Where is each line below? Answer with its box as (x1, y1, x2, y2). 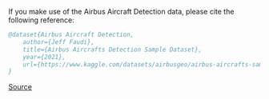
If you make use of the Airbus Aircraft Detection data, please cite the (8, 7, 235, 16)
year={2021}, (22, 53, 66, 61)
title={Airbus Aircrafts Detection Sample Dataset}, (22, 46, 203, 53)
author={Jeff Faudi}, (22, 38, 94, 46)
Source (8, 82, 32, 92)
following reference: (8, 15, 74, 25)
